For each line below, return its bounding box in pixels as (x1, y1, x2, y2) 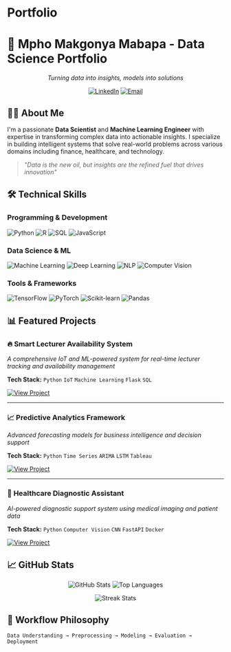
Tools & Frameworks (7, 278, 77, 288)
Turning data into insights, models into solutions (47, 74, 184, 82)
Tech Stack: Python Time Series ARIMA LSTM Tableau (7, 452, 153, 460)
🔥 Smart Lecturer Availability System (7, 339, 133, 348)
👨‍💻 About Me (7, 107, 65, 118)
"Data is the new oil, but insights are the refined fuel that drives (23, 160, 204, 169)
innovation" (23, 167, 57, 176)
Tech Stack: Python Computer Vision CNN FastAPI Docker (7, 525, 164, 533)
